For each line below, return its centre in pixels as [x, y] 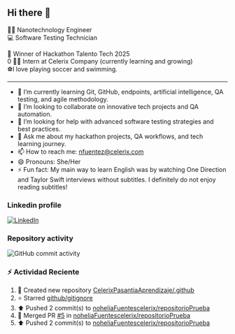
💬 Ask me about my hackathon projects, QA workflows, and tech [110, 136]
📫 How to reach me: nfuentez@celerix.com [81, 152]
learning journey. [42, 143]
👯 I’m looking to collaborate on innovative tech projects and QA [108, 106]
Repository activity [40, 238]
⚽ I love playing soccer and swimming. [62, 69]
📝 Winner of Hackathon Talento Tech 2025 [69, 54]
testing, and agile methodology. [63, 99]
